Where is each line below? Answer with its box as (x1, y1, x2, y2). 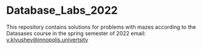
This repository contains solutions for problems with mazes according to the (6, 23, 197, 30)
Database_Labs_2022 (6, 4, 118, 17)
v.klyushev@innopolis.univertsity (6, 36, 89, 43)
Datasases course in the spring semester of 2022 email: (6, 29, 146, 36)
